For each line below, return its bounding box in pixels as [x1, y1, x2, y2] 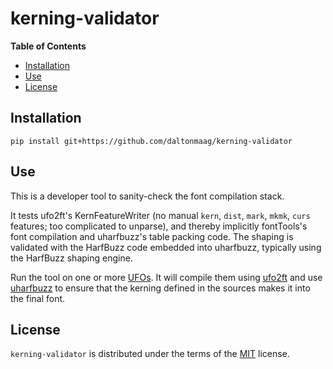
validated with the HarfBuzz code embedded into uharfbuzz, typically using [10, 241, 322, 253]
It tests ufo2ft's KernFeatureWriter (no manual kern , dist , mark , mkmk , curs [10, 209, 311, 221]
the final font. [10, 292, 66, 304]
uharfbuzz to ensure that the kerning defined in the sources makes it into [10, 282, 311, 294]
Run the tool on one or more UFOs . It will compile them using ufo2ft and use [10, 271, 323, 283]
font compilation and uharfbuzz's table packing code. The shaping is [10, 230, 294, 242]
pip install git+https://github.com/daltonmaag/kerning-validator [10, 136, 293, 146]
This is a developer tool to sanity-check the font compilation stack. [10, 190, 285, 202]
